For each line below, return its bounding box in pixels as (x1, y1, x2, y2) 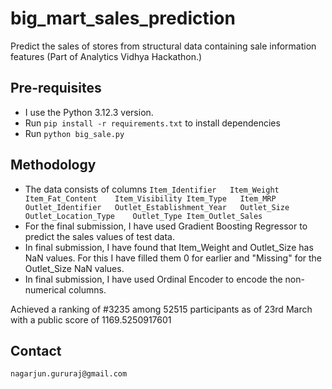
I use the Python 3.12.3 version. (24, 106, 154, 118)
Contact (10, 342, 62, 359)
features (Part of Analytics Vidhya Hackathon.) (10, 50, 203, 62)
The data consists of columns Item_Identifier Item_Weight (24, 183, 280, 195)
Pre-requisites (10, 80, 102, 97)
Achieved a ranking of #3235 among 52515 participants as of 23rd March (10, 303, 313, 315)
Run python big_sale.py (24, 127, 125, 139)
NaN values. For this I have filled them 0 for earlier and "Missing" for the (24, 252, 323, 264)
